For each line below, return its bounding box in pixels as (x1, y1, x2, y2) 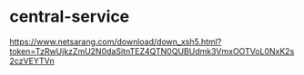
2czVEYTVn (9, 55, 55, 66)
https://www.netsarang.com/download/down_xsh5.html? (9, 36, 222, 47)
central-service (9, 6, 130, 27)
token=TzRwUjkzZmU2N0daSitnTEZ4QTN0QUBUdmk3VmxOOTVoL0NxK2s (9, 45, 295, 56)
